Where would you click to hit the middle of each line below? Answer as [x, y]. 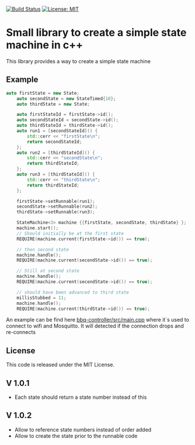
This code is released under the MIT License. [60, 365]
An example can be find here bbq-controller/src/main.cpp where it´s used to [98, 320]
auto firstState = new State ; [43, 93]
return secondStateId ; [55, 142]
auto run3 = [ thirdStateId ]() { [56, 174]
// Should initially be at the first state [70, 233]
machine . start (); [38, 228]
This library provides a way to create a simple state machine [78, 61]
